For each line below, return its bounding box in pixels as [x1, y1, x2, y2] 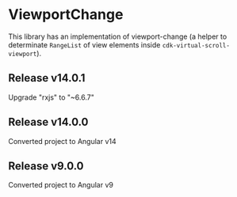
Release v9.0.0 [8, 159, 85, 172]
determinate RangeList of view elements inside [8, 40, 161, 49]
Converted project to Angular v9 [8, 180, 113, 190]
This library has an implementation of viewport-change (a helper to [8, 32, 227, 41]
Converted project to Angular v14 [8, 136, 117, 146]
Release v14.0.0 [8, 116, 89, 129]
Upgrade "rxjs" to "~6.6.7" [8, 93, 95, 102]
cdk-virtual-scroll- [162, 41, 230, 49]
